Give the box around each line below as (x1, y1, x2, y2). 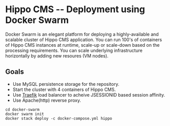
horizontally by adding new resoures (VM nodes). (5, 52, 109, 59)
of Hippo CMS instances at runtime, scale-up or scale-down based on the (5, 42, 160, 48)
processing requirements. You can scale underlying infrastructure (5, 47, 143, 53)
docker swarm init (5, 111, 44, 116)
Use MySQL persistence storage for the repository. (12, 81, 119, 87)
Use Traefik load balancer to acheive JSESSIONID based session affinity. (12, 91, 165, 98)
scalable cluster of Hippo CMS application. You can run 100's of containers (5, 37, 162, 43)
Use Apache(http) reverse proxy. (12, 97, 81, 103)
